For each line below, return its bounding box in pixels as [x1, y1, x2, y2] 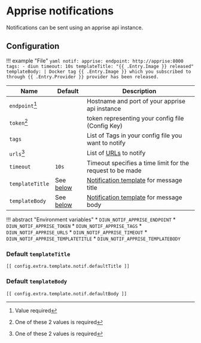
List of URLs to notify [86, 149, 146, 157]
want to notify [86, 138, 126, 147]
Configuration [6, 41, 60, 51]
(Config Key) [86, 121, 123, 129]
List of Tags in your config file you [86, 131, 182, 140]
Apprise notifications [6, 4, 114, 18]
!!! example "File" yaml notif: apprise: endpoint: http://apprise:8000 [6, 57, 184, 64]
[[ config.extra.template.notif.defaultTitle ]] [6, 264, 130, 270]
